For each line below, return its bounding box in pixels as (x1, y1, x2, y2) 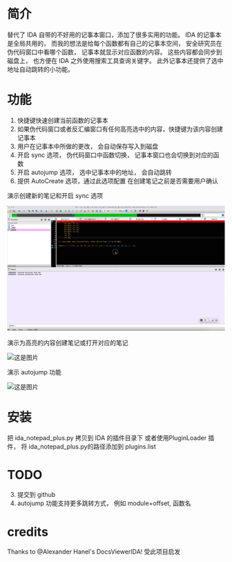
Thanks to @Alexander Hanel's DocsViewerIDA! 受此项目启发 (7, 547, 181, 556)
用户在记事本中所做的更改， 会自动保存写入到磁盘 (17, 142, 159, 150)
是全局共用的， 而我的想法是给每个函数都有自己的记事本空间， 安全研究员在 (7, 39, 222, 47)
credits (7, 524, 48, 540)
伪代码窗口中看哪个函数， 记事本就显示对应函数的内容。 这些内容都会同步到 (7, 48, 222, 56)
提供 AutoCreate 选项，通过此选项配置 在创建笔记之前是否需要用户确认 (17, 176, 219, 185)
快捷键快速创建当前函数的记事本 (17, 116, 108, 125)
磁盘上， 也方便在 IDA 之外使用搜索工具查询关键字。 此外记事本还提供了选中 (7, 56, 224, 64)
